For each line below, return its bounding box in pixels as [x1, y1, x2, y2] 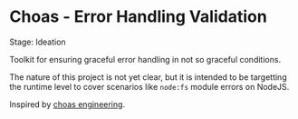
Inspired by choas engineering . [9, 98, 125, 110]
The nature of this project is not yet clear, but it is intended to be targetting [9, 71, 287, 83]
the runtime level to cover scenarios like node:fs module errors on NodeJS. [9, 81, 290, 92]
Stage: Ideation [9, 36, 66, 47]
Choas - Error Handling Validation [9, 6, 267, 27]
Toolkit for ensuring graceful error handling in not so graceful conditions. [9, 54, 282, 64]
